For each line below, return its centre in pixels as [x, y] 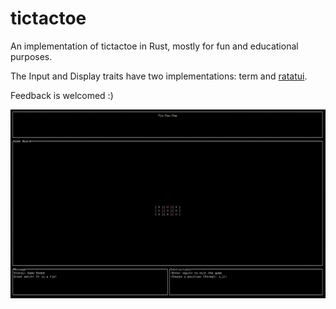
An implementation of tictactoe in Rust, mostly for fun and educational [154, 46]
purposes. [31, 56]
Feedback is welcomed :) [62, 95]
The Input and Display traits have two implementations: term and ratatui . [159, 76]
